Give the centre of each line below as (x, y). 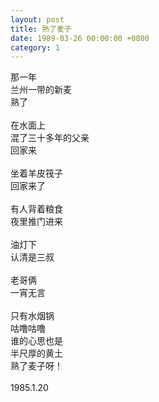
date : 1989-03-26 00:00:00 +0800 (80, 38)
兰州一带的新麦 (41, 90)
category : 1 (35, 47)
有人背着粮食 (36, 209)
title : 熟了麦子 (41, 29)
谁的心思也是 (36, 341)
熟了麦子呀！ (36, 366)
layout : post (37, 19)
